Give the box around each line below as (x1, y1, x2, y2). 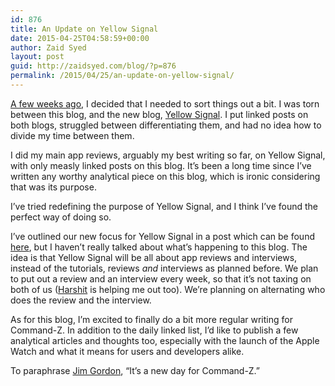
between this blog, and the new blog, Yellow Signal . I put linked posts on (10, 108, 309, 120)
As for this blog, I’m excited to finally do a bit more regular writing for (10, 313, 293, 325)
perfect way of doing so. (10, 211, 112, 223)
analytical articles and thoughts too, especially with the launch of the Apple (10, 334, 320, 346)
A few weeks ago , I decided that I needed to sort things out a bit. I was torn (10, 97, 320, 110)
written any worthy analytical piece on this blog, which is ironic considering (10, 170, 321, 182)
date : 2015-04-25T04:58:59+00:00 (10, 33, 150, 43)
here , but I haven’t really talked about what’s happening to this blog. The (10, 241, 308, 253)
